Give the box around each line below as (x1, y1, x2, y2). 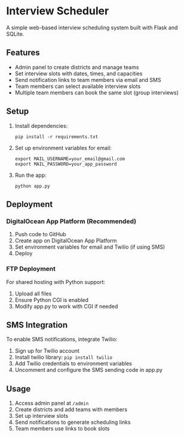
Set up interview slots (14, 412, 69, 420)
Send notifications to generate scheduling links (14, 418, 131, 426)
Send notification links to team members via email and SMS (14, 76, 161, 83)
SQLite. (6, 30, 24, 37)
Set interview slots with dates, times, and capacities (14, 70, 143, 77)
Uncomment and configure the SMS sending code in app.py (14, 366, 163, 374)
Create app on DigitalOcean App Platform (14, 237, 117, 245)
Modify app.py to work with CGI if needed (14, 302, 118, 310)
